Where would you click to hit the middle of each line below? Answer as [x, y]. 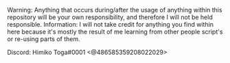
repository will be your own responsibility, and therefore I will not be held [110, 17]
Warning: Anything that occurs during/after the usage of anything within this [115, 10]
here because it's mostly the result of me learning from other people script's [115, 32]
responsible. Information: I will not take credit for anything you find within [111, 24]
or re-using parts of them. [44, 39]
